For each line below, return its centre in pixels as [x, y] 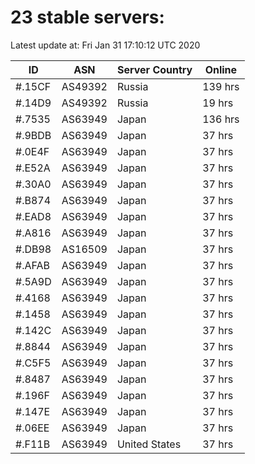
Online [221, 69]
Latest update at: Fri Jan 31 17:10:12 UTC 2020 [105, 45]
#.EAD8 [33, 216]
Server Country [154, 69]
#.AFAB [32, 265]
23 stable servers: [87, 17]
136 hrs [221, 119]
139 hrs [221, 86]
